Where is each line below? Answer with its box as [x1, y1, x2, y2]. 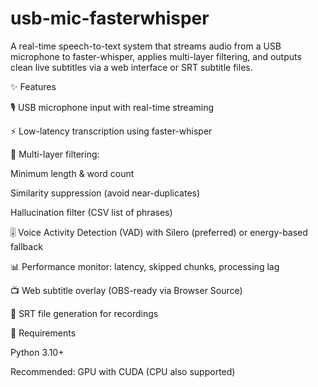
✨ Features [10, 80, 57, 92]
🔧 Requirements [10, 327, 77, 339]
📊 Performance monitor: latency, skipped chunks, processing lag [10, 260, 280, 272]
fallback [10, 240, 43, 252]
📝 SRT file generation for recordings [10, 307, 159, 319]
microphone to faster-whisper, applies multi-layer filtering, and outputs [10, 50, 302, 62]
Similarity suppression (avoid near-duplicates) [10, 187, 201, 199]
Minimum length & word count [10, 167, 135, 179]
